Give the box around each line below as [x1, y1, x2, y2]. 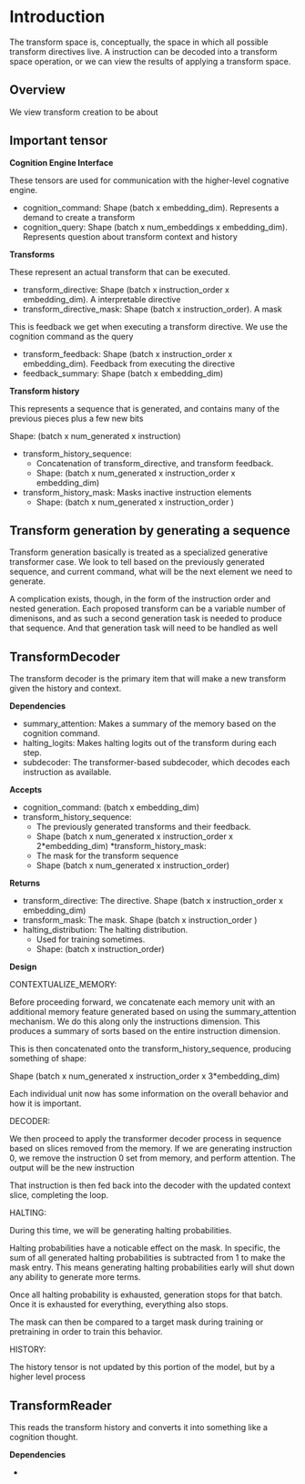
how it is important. [9, 1098, 82, 1109]
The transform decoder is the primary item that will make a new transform [9, 673, 287, 684]
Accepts [9, 784, 43, 795]
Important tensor [9, 133, 108, 148]
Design [9, 961, 37, 972]
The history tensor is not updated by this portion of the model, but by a [9, 1362, 276, 1373]
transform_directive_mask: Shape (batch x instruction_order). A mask [22, 303, 282, 314]
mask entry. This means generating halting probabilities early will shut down [9, 1262, 295, 1273]
